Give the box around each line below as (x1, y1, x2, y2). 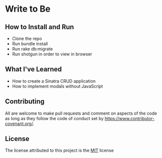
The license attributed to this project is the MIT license (5, 147, 114, 154)
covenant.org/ (5, 121, 33, 126)
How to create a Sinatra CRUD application (12, 78, 96, 84)
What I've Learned (5, 65, 62, 73)
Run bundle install (12, 41, 48, 47)
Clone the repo (12, 35, 42, 41)
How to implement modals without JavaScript (12, 83, 103, 89)
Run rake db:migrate (12, 46, 53, 52)
